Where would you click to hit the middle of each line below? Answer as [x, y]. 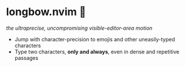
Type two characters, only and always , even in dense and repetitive [97, 51]
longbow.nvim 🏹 [46, 12]
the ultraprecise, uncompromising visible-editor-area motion [79, 28]
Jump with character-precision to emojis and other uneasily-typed [95, 39]
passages [26, 58]
